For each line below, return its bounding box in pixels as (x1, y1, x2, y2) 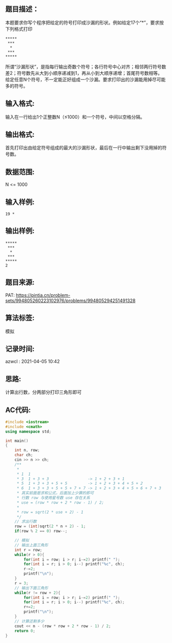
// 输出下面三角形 (14, 585, 49, 590)
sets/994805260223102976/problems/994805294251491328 (5, 297, 136, 304)
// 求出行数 (14, 519, 37, 524)
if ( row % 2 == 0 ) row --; (14, 529, 68, 534)
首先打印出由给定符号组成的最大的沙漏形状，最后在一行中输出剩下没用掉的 (5, 145, 162, 151)
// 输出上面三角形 (14, 542, 49, 548)
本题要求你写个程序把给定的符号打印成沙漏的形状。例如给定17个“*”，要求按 (5, 19, 164, 26)
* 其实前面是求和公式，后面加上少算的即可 (16, 490, 94, 496)
